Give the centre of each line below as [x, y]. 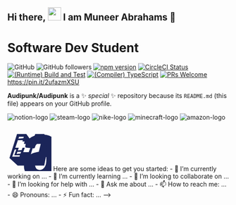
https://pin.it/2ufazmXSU [43, 82]
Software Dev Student [73, 48]
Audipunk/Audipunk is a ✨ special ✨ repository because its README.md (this [117, 96]
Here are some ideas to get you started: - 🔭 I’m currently [135, 169]
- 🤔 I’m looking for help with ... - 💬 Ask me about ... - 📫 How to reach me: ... [117, 185]
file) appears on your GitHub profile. [60, 104]
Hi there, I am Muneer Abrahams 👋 [92, 17]
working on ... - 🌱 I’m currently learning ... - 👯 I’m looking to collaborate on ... [118, 176]
